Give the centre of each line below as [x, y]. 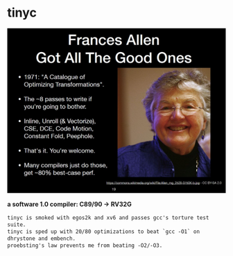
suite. [17, 225]
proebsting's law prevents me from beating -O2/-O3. [85, 246]
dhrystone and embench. [42, 239]
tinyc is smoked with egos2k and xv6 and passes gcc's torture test [108, 218]
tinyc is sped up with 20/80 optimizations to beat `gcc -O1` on [103, 232]
